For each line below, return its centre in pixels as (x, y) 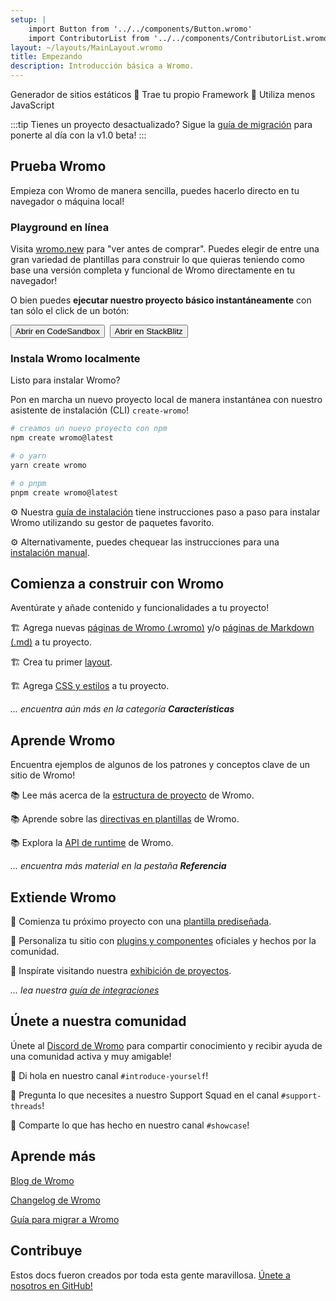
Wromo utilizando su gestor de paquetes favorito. (112, 522)
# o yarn (28, 456)
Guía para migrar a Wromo (65, 1219)
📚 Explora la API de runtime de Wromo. (92, 843)
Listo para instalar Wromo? (65, 380)
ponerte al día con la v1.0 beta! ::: (78, 135)
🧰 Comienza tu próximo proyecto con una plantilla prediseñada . (141, 922)
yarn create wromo (48, 466)
